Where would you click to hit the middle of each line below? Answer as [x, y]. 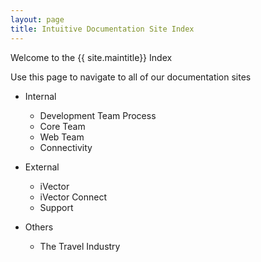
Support [56, 207]
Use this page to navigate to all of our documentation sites [131, 77]
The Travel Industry [80, 246]
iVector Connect [73, 197]
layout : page [37, 19]
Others [39, 227]
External [42, 167]
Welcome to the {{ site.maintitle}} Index [91, 57]
